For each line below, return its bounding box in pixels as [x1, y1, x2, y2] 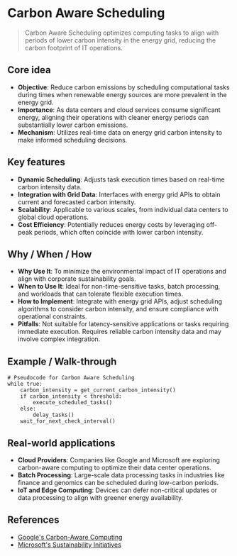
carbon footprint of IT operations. [24, 43, 123, 52]
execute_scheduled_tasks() [33, 399, 113, 406]
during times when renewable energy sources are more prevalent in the [17, 90, 227, 99]
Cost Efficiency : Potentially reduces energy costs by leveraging [17, 220, 205, 228]
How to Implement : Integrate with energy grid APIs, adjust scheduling [17, 297, 222, 306]
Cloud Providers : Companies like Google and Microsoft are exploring [17, 456, 220, 464]
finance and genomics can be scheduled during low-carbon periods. [17, 479, 219, 486]
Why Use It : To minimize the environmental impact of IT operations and [17, 267, 227, 276]
